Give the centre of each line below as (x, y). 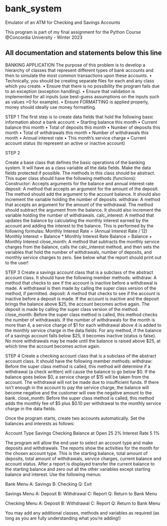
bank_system (34, 9)
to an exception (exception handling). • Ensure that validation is (70, 91)
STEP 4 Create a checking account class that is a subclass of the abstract (81, 356)
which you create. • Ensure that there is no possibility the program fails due (83, 86)
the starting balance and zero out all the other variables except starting (78, 469)
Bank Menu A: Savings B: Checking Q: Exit (48, 484)
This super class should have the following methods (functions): (71, 178)
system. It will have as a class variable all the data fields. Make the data (78, 167)
